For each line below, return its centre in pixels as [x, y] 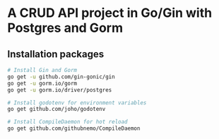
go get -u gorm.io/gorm [42, 83]
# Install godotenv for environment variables [77, 103]
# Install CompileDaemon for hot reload [68, 122]
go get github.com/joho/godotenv [57, 109]
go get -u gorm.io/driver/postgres [60, 90]
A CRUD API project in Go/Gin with [110, 13]
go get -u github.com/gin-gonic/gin [61, 77]
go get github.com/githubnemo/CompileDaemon [74, 128]
